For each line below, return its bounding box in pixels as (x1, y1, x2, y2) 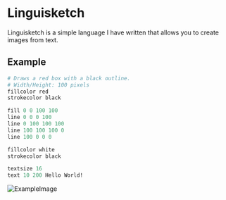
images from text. (7, 35, 58, 44)
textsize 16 (7, 165, 42, 173)
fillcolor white (7, 146, 55, 153)
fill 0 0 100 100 (7, 107, 58, 114)
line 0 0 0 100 (7, 114, 52, 121)
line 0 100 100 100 (7, 120, 65, 127)
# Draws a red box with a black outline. (7, 75, 131, 82)
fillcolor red (7, 88, 49, 95)
